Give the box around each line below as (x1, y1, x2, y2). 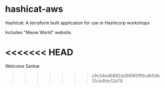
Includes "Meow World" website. (5, 29, 73, 35)
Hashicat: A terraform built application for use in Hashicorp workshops (5, 20, 150, 26)
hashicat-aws (5, 3, 64, 15)
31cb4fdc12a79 (91, 78, 123, 84)
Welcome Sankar (5, 63, 40, 69)
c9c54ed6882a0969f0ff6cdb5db (91, 73, 160, 79)
